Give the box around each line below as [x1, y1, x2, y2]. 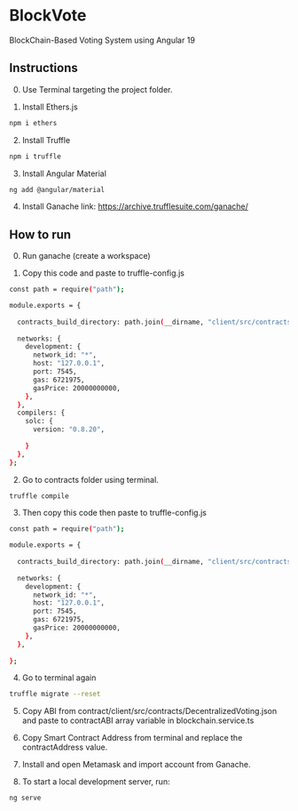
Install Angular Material [21, 168, 106, 179]
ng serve [9, 793, 42, 803]
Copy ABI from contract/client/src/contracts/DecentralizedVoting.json [21, 706, 278, 717]
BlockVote [9, 5, 87, 26]
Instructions [9, 60, 78, 76]
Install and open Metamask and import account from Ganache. [21, 759, 251, 770]
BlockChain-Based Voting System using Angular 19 [9, 35, 195, 45]
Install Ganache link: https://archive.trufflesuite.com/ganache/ [21, 201, 248, 212]
